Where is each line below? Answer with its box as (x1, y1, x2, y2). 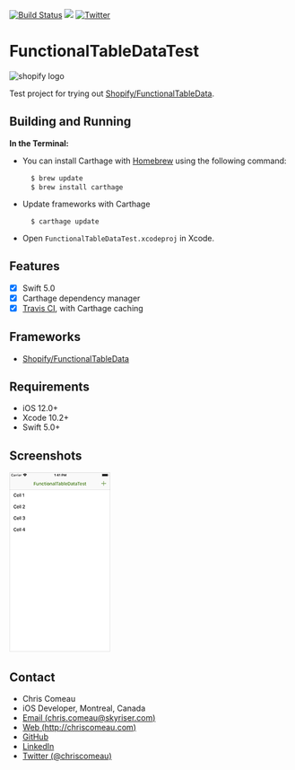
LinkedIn (22, 741, 55, 751)
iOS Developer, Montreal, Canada (22, 703, 146, 713)
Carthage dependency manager (22, 293, 141, 303)
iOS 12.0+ (22, 403, 58, 414)
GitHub (22, 731, 49, 742)
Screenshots (9, 448, 82, 463)
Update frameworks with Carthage (22, 198, 151, 209)
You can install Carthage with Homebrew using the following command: (22, 155, 287, 166)
